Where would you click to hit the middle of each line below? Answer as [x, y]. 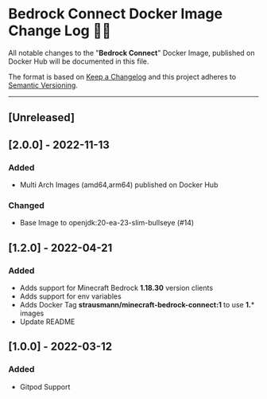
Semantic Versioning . [43, 85]
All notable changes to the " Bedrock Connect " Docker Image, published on [132, 53]
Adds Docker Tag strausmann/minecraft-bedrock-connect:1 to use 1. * [137, 305]
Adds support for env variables [70, 296]
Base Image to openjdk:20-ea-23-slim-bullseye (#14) [107, 223]
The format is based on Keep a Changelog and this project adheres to [122, 76]
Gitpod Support [45, 386]
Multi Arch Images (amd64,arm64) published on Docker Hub [119, 185]
